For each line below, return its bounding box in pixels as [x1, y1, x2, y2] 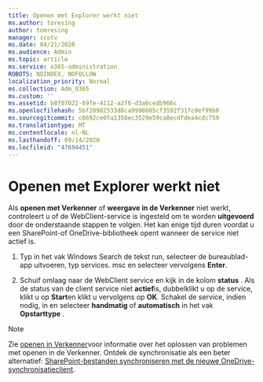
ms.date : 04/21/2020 [8, 41, 76, 49]
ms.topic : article [8, 56, 68, 64]
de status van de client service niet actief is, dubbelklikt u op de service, [19, 284, 254, 294]
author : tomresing [8, 26, 68, 34]
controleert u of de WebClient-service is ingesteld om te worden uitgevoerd [8, 212, 254, 221]
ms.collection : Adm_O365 [8, 84, 89, 93]
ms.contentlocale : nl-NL [8, 128, 89, 136]
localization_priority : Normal [8, 77, 111, 85]
